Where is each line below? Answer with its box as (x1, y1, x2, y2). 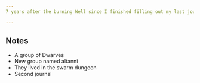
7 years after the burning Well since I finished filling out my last (5, 8, 185, 15)
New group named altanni (14, 58, 78, 65)
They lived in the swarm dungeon (14, 64, 97, 71)
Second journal (14, 71, 52, 78)
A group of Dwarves (14, 52, 64, 59)
